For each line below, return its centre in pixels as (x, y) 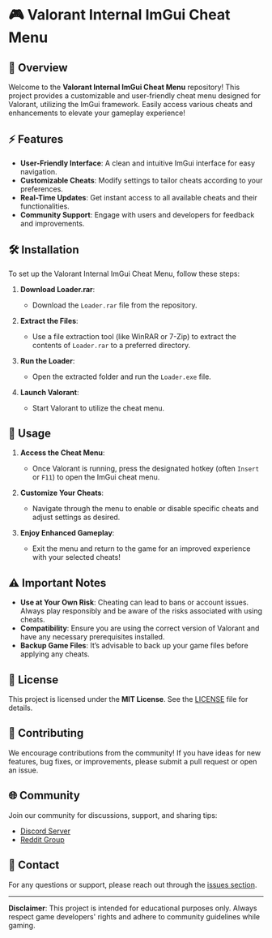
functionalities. (45, 206)
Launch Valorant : (49, 392)
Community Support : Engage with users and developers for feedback (137, 214)
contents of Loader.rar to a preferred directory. (111, 345)
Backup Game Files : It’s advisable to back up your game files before (134, 646)
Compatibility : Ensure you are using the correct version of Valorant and (140, 628)
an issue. (23, 770)
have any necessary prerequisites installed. (92, 637)
